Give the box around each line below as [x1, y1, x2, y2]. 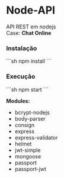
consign [14, 121, 35, 128]
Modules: [6, 97, 30, 104]
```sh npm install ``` [6, 57, 52, 65]
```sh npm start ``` [6, 86, 49, 93]
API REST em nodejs [6, 23, 56, 30]
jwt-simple [14, 146, 41, 154]
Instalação [6, 44, 37, 52]
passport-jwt [14, 165, 46, 172]
